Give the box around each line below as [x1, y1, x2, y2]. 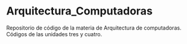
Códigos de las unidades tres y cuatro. [6, 30, 103, 37]
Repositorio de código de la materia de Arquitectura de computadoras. [6, 24, 182, 31]
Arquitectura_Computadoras [6, 4, 153, 18]
